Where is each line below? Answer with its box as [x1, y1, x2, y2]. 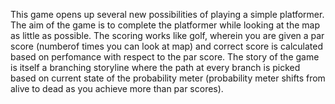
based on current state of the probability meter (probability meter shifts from [10, 72, 326, 84]
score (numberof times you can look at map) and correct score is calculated [10, 40, 323, 52]
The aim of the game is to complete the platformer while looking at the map [10, 19, 320, 31]
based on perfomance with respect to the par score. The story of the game [10, 51, 320, 63]
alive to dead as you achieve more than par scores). [10, 83, 224, 94]
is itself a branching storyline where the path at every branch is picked [10, 62, 301, 73]
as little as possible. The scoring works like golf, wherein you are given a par [10, 30, 325, 41]
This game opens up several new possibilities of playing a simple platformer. [10, 9, 325, 20]
